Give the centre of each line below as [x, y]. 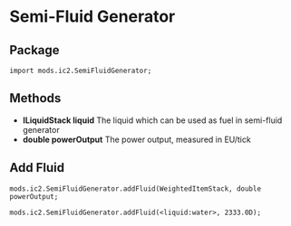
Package [35, 50]
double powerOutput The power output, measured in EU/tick [136, 139]
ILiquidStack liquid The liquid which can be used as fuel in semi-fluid [152, 120]
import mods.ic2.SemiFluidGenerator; [81, 71]
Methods [35, 98]
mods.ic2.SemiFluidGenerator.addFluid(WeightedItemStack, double [135, 188]
